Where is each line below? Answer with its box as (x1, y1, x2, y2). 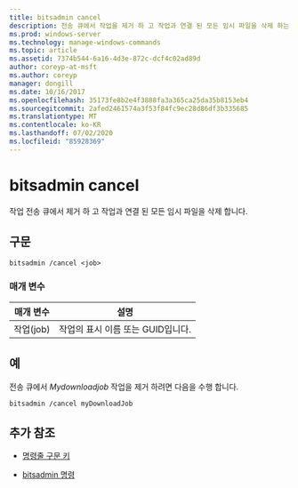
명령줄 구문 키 (21, 451, 70, 461)
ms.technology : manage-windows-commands (9, 37, 162, 47)
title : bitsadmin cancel (9, 12, 101, 22)
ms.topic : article (9, 46, 77, 55)
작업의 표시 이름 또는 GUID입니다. (59, 323, 192, 335)
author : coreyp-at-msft (9, 63, 98, 72)
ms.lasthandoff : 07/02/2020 (9, 129, 114, 138)
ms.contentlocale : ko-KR (9, 121, 101, 130)
